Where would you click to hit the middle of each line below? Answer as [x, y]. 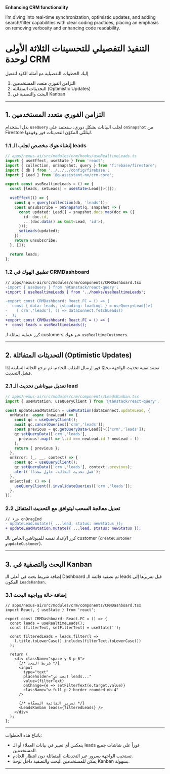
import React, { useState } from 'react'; [51, 610]
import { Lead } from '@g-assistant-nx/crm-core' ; [60, 175]
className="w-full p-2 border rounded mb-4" [71, 690]
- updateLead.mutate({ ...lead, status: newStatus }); [64, 524]
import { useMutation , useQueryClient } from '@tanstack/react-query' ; [82, 401]
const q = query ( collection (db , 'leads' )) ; [61, 203]
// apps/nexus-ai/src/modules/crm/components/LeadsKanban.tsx [72, 396]
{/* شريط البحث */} [39, 663]
